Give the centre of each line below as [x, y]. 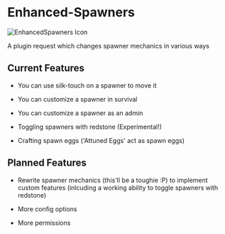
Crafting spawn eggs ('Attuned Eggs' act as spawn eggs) [101, 140]
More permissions [44, 223]
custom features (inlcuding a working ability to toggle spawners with [118, 187]
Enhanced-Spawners [71, 12]
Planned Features [47, 163]
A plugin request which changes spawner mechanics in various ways [109, 46]
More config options [47, 209]
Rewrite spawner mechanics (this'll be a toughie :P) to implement [112, 180]
